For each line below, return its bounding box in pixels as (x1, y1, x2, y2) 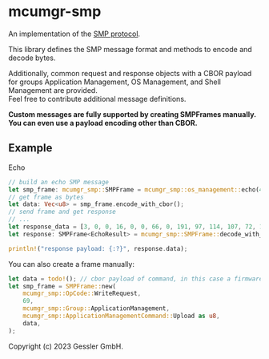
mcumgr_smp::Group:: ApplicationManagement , (22, 305, 171, 313)
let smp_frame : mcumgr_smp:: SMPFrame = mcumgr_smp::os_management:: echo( (8, 185, 260, 194)
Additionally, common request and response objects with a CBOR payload (8, 68, 252, 78)
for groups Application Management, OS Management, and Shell (8, 77, 222, 87)
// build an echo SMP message (8, 178, 110, 186)
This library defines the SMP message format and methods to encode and (8, 44, 252, 54)
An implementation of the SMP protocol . (8, 29, 141, 38)
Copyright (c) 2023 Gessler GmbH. (8, 341, 124, 351)
